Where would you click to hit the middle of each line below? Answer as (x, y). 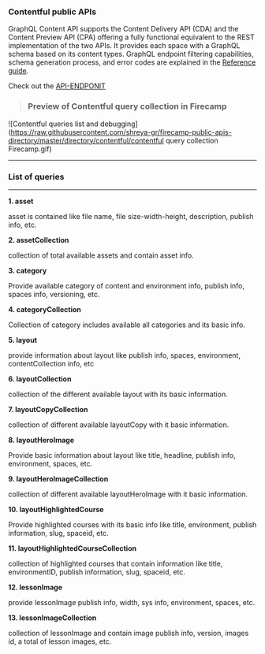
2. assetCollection (39, 240)
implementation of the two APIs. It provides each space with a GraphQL (124, 46)
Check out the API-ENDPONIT (57, 86)
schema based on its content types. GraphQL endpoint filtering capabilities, (131, 54)
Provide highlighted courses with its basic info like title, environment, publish (132, 524)
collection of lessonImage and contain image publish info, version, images (129, 633)
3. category (28, 270)
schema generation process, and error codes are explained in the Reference (132, 62)
